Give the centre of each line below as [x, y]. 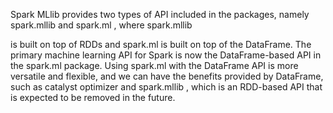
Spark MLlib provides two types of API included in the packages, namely [160, 14]
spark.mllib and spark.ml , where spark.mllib [101, 25]
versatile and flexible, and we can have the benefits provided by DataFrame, [167, 76]
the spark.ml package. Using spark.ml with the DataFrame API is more [154, 65]
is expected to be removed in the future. [93, 97]
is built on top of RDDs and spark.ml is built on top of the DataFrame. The [161, 44]
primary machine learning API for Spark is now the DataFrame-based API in [166, 55]
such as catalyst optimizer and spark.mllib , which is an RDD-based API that [166, 87]
